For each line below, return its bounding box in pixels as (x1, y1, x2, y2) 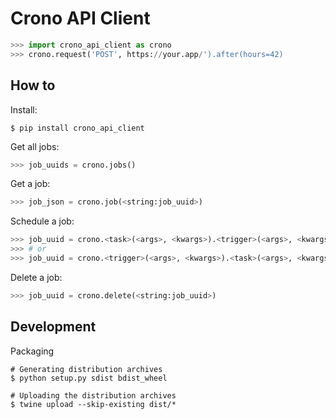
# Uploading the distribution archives (10, 390, 177, 401)
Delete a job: (10, 271, 63, 283)
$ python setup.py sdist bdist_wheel (10, 373, 168, 383)
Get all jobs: (10, 140, 60, 152)
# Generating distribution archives (10, 364, 163, 374)
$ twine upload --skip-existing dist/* (10, 399, 177, 409)
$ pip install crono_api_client (10, 123, 145, 133)
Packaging (10, 345, 55, 357)
